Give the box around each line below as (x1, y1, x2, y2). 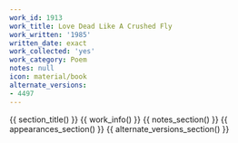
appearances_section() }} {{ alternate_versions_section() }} (9, 123, 230, 134)
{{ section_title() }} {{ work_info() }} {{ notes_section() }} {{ (9, 114, 228, 125)
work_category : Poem (9, 55, 88, 64)
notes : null (9, 64, 55, 73)
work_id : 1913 (9, 13, 64, 23)
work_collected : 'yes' (9, 47, 95, 56)
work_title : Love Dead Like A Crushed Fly (9, 22, 173, 31)
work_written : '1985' (9, 30, 92, 39)
